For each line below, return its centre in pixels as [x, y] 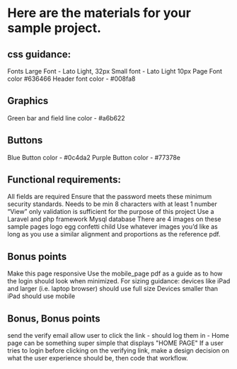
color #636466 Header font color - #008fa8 [71, 79]
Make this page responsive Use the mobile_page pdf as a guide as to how [115, 273]
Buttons [25, 141]
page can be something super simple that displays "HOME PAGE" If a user [116, 343]
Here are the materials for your [99, 13]
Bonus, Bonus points [54, 318]
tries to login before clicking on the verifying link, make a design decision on [118, 351]
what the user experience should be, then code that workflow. [98, 358]
